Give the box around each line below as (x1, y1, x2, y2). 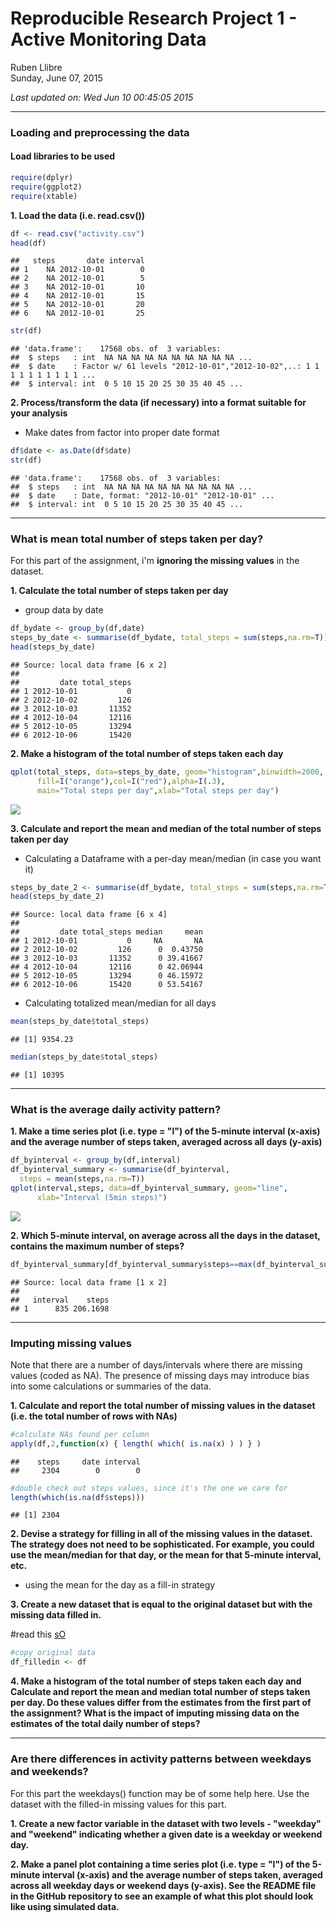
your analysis (10, 407, 68, 419)
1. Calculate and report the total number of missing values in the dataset (10, 1399, 316, 1411)
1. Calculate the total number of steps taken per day (10, 585, 229, 597)
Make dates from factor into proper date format (24, 427, 220, 439)
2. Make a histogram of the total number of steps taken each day (10, 747, 284, 759)
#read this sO (10, 1628, 67, 1641)
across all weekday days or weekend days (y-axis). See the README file (10, 1879, 317, 1891)
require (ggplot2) (10, 182, 83, 192)
